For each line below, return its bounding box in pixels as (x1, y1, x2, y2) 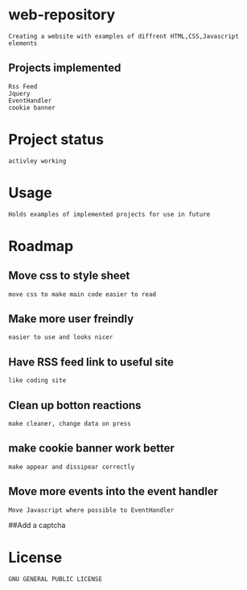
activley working (8, 157, 67, 165)
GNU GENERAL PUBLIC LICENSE (8, 575, 103, 583)
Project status (8, 130, 105, 148)
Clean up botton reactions (8, 398, 142, 412)
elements (8, 39, 38, 47)
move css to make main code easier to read (8, 290, 157, 299)
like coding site (8, 377, 67, 385)
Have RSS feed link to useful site (8, 355, 175, 369)
